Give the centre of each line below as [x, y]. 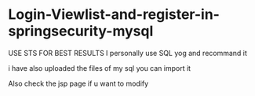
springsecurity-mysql [81, 31]
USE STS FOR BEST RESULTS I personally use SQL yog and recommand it [127, 53]
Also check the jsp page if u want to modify [78, 83]
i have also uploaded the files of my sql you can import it [99, 68]
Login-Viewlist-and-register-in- [114, 15]
